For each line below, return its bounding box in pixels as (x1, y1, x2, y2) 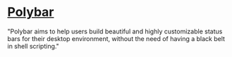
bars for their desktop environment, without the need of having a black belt (7, 34, 226, 42)
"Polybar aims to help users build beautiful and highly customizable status (7, 27, 223, 35)
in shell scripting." (7, 42, 60, 50)
